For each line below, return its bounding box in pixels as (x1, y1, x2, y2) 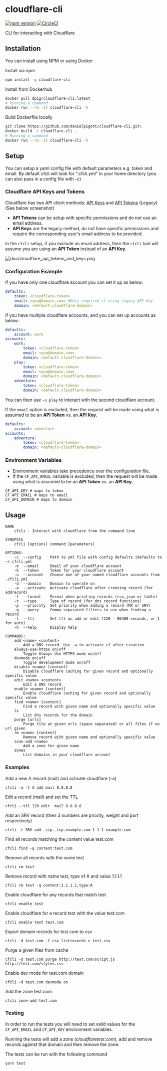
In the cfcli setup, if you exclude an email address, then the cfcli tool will (5, 240, 159, 246)
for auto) (5, 621, 26, 626)
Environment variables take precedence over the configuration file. (12, 468, 150, 474)
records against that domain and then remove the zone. (5, 1041, 119, 1047)
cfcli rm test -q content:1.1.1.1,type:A (5, 882, 93, 888)
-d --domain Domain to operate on (14, 581, 95, 586)
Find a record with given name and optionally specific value (23, 704, 155, 709)
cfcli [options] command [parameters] (14, 542, 95, 547)
